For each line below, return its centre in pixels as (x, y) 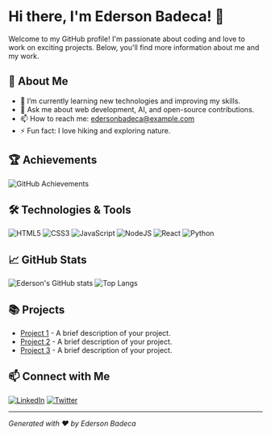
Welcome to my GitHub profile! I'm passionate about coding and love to (127, 39)
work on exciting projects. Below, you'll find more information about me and (134, 47)
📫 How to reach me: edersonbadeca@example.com (107, 118)
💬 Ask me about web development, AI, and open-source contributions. (137, 109)
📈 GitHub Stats (48, 260)
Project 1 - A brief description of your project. (95, 333)
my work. (24, 56)
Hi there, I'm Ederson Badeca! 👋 (116, 17)
